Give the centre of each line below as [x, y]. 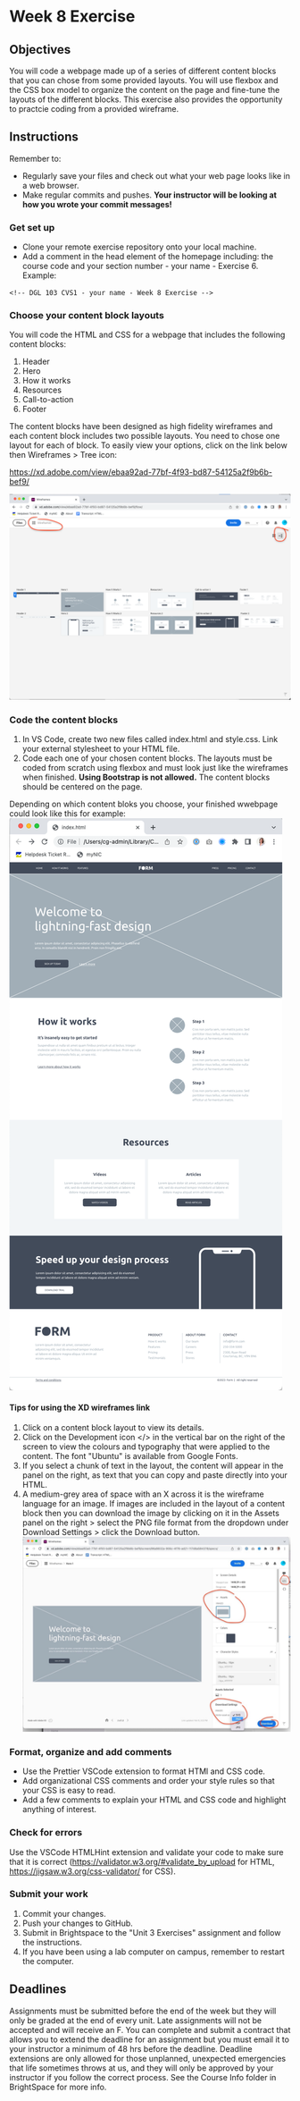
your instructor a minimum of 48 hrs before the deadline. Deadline [131, 2048]
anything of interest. [59, 1810]
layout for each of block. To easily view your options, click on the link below [148, 445]
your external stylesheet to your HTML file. [101, 748]
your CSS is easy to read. [69, 1791]
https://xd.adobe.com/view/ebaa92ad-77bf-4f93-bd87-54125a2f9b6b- [141, 472]
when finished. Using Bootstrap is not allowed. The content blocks [146, 777]
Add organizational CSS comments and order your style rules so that [148, 1781]
